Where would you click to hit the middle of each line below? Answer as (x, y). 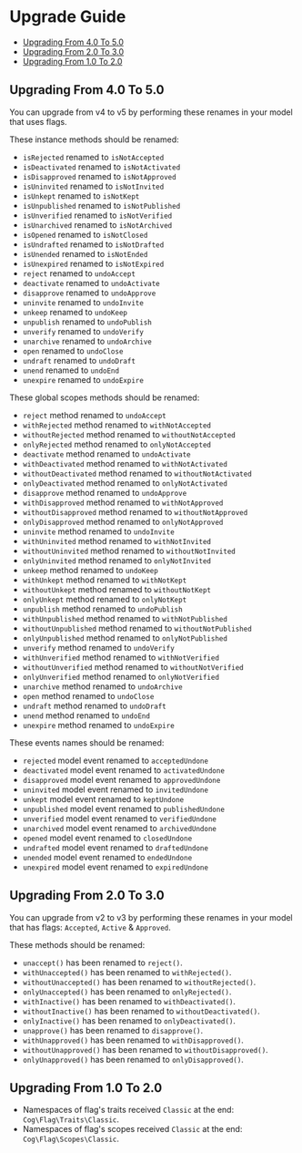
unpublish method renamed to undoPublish (103, 609)
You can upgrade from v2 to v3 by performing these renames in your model (151, 917)
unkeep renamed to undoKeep (75, 312)
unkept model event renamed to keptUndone (103, 798)
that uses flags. (38, 121)
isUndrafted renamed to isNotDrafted (93, 244)
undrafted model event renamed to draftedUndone (116, 847)
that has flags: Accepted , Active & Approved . (90, 927)
